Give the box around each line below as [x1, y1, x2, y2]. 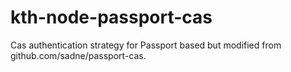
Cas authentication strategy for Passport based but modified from [10, 39, 282, 51]
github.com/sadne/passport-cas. [10, 49, 147, 61]
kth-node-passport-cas [10, 6, 213, 29]
